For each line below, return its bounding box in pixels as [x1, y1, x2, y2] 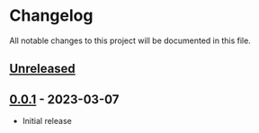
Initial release [22, 116, 72, 127]
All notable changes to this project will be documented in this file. [9, 35, 252, 46]
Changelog [9, 5, 94, 26]
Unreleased [9, 61, 76, 76]
